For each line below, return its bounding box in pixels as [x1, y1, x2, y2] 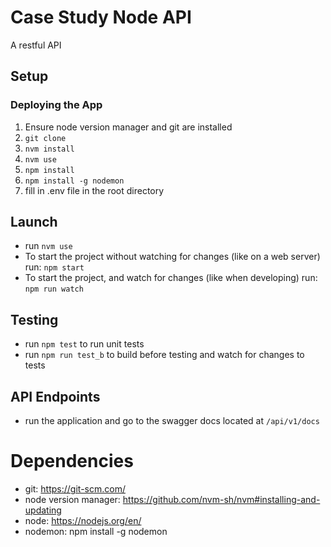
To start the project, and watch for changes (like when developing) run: [24, 272, 318, 284]
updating [24, 504, 62, 516]
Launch [10, 214, 58, 231]
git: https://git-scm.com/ [24, 483, 126, 495]
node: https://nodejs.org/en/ [24, 515, 142, 526]
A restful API [10, 39, 62, 51]
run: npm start [24, 261, 85, 273]
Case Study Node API [10, 6, 192, 29]
